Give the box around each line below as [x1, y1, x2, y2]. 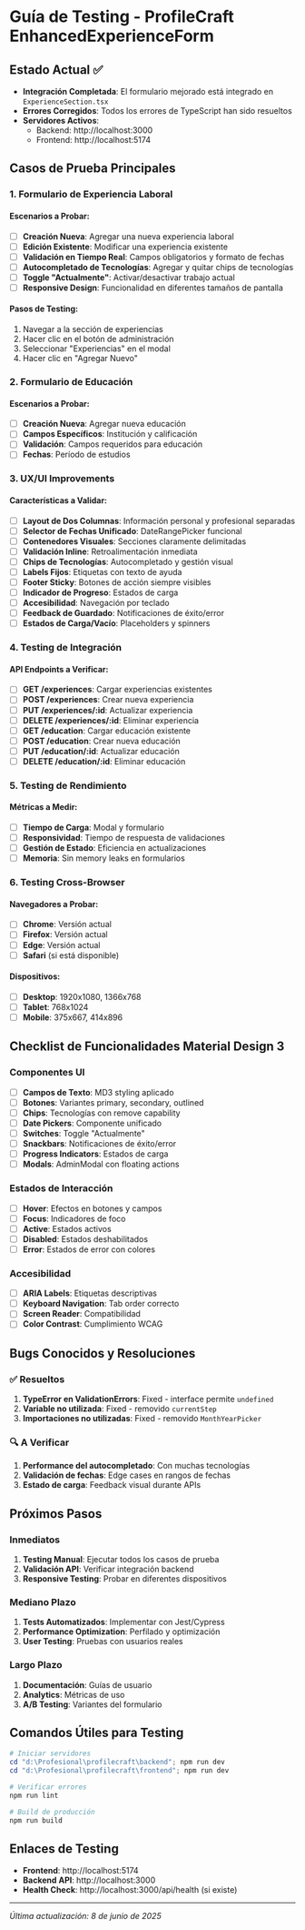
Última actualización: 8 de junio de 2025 [9, 1911, 162, 1922]
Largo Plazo [9, 1659, 63, 1672]
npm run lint [9, 1791, 59, 1800]
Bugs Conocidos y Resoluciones [9, 1345, 196, 1361]
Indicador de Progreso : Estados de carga [22, 587, 179, 598]
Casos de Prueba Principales [9, 161, 176, 177]
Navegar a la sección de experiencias [22, 324, 163, 335]
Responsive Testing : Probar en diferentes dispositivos [22, 1573, 227, 1584]
